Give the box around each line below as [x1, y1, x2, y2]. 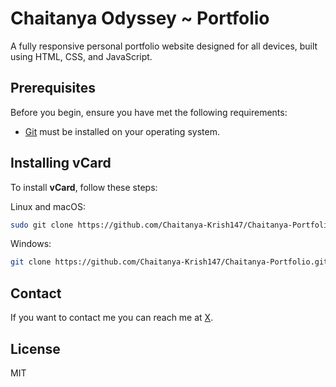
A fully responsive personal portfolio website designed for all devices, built [10, 40, 318, 52]
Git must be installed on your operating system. [24, 125, 220, 137]
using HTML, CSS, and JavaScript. [10, 50, 153, 62]
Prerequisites [10, 80, 96, 97]
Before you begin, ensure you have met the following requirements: [10, 106, 288, 118]
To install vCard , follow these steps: [10, 181, 158, 193]
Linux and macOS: [10, 200, 86, 212]
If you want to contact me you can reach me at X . [10, 312, 214, 324]
